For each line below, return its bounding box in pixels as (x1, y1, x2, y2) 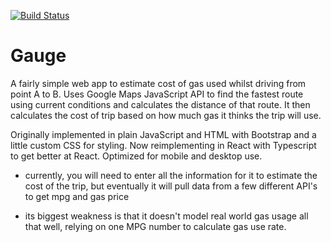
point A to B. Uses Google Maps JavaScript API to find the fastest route (10, 88, 304, 100)
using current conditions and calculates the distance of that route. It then (10, 98, 311, 110)
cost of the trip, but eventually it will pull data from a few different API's (24, 180, 318, 192)
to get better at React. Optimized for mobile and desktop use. (10, 150, 263, 162)
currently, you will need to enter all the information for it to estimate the (24, 169, 318, 181)
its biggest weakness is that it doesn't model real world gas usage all (24, 210, 309, 222)
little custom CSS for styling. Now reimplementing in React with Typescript (10, 139, 317, 151)
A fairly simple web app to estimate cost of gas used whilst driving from (10, 77, 307, 89)
